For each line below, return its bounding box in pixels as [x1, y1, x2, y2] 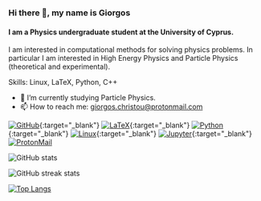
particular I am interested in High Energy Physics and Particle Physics [8, 54, 239, 63]
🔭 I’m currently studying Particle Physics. [19, 93, 157, 103]
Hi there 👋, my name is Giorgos [8, 7, 131, 18]
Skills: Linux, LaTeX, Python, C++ [8, 78, 118, 87]
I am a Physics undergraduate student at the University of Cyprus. [8, 27, 234, 37]
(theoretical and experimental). [8, 62, 111, 71]
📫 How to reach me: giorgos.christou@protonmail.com [19, 102, 203, 111]
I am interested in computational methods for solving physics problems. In [8, 45, 253, 54]
